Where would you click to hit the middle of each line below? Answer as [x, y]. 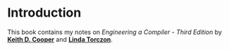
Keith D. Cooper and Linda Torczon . [60, 39]
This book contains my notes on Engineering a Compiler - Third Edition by [114, 32]
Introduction [44, 13]
